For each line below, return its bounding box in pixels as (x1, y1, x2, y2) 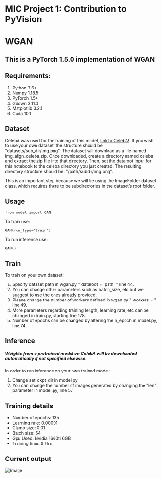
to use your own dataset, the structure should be (5, 142, 103, 149)
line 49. (12, 302, 28, 308)
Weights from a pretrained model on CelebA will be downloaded (5, 351, 137, 356)
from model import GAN (5, 210, 51, 215)
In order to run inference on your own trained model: (5, 368, 110, 374)
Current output (5, 455, 52, 463)
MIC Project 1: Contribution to (5, 3, 126, 15)
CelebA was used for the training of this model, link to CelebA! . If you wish (5, 138, 154, 143)
